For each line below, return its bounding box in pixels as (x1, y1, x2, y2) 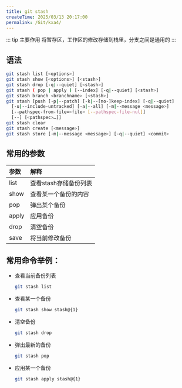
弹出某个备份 (30, 200, 66, 209)
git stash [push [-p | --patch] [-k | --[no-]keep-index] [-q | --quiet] (6, 98, 175, 104)
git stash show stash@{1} (14, 307, 78, 313)
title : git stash (6, 8, 49, 15)
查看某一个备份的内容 (30, 190, 89, 198)
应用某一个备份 (14, 364, 51, 371)
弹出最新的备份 (14, 341, 51, 348)
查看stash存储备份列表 (30, 179, 93, 187)
